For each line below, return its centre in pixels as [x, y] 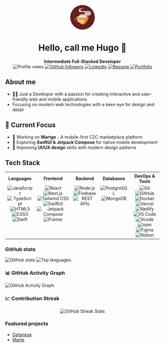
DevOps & [145, 176]
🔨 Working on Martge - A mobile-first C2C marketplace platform [77, 137]
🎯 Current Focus [30, 125]
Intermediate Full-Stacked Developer [82, 61]
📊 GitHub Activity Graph [35, 273]
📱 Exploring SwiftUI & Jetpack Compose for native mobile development [85, 142]
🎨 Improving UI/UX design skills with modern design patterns [74, 147]
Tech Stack [23, 162]
